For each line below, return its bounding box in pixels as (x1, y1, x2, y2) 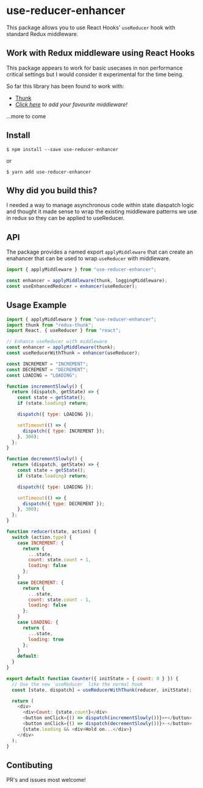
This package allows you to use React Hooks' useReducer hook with (6, 24, 176, 31)
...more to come (6, 112, 46, 119)
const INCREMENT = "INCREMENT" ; (6, 361, 88, 367)
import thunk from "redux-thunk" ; (6, 322, 94, 328)
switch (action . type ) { (12, 534, 72, 540)
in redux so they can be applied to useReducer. (6, 215, 125, 222)
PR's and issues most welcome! (6, 776, 87, 784)
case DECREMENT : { (17, 580, 64, 586)
